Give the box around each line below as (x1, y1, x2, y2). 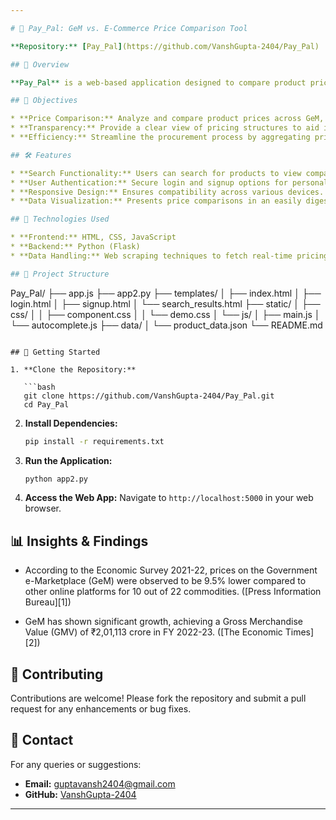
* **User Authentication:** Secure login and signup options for (10, 177, 288, 188)
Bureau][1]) (24, 596, 72, 608)
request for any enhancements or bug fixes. (10, 703, 192, 715)
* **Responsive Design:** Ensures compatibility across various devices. (10, 187, 325, 197)
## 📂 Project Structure (10, 269, 110, 279)
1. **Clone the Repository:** (10, 364, 137, 375)
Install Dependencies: (24, 417, 118, 429)
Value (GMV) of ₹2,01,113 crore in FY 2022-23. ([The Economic (24, 626, 283, 638)
